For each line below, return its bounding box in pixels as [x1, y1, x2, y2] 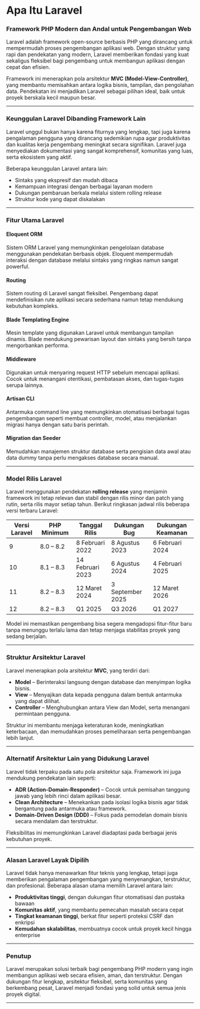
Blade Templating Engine [6, 316, 70, 323]
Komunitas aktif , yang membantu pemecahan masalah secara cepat [14, 906, 184, 914]
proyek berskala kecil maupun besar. [6, 94, 96, 101]
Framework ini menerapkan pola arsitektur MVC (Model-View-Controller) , [6, 75, 189, 82]
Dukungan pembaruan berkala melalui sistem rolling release [14, 189, 162, 196]
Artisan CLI [6, 395, 35, 402]
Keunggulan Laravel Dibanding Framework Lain [6, 114, 146, 123]
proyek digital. [6, 991, 41, 998]
